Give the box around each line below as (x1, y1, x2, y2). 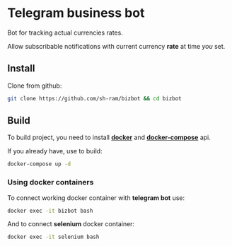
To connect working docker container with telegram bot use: (7, 193, 185, 202)
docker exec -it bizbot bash (7, 207, 93, 214)
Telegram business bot (7, 5, 145, 21)
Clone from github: (7, 81, 62, 90)
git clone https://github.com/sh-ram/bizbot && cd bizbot (7, 95, 182, 102)
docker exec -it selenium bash (7, 233, 100, 241)
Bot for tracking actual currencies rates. (7, 28, 124, 37)
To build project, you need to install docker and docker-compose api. (7, 133, 211, 142)
